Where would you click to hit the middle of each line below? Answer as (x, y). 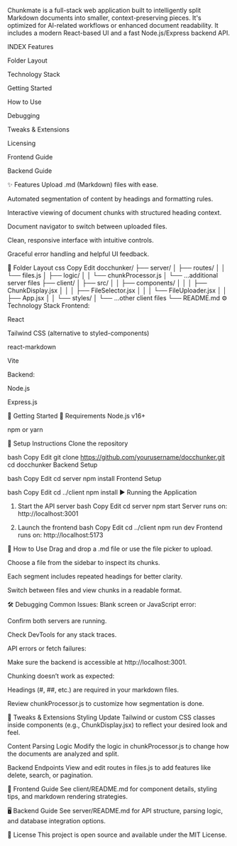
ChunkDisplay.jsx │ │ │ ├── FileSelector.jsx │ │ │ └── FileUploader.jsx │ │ (117, 290)
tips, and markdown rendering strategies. (67, 797)
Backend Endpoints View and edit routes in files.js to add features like (109, 767)
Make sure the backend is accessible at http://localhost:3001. (97, 662)
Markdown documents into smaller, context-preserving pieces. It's (104, 18)
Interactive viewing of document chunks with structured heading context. (115, 212)
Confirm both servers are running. (57, 621)
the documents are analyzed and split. (63, 754)
